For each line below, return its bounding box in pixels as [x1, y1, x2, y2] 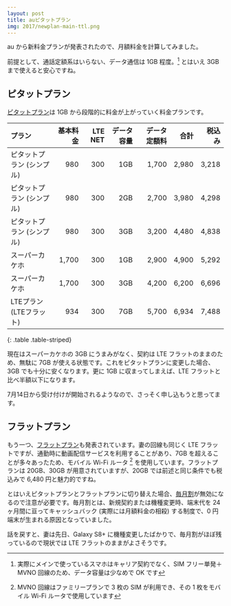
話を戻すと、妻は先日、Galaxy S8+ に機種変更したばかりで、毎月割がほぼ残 [7, 530, 222, 539]
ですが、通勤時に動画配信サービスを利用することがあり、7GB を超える [12, 449, 213, 457]
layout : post [7, 10, 45, 17]
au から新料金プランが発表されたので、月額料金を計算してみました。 [7, 43, 203, 51]
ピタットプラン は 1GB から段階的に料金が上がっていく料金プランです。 [7, 107, 208, 116]
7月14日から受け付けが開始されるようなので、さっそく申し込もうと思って [7, 390, 215, 398]
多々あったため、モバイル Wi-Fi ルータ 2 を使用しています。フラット [19, 457, 212, 466]
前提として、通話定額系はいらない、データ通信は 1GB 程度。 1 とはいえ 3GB [7, 56, 219, 66]
